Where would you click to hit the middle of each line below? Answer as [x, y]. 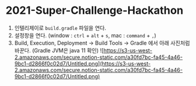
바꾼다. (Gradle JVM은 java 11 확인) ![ [59, 50]
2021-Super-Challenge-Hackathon [95, 11]
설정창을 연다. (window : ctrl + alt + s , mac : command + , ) [85, 35]
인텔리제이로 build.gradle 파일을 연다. [60, 28]
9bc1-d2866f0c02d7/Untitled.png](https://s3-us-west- [82, 63]
